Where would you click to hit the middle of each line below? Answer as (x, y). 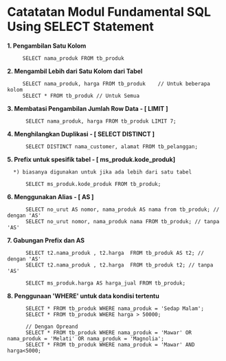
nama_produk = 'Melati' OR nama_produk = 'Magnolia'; (86, 338)
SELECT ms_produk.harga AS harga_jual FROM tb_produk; (105, 283)
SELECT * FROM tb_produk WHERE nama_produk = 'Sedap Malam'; (115, 308)
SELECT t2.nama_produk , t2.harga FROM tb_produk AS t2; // (115, 253)
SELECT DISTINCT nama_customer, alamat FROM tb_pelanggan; (111, 146)
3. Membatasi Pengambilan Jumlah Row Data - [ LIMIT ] (88, 108)
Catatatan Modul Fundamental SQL (109, 12)
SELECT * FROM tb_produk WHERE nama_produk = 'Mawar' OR (109, 332)
